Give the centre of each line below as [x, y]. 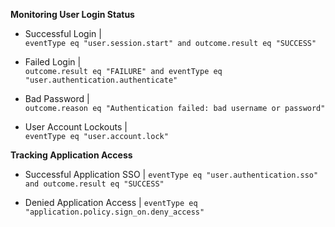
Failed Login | [53, 62]
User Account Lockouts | [76, 127]
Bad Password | [57, 98]
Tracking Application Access [71, 155]
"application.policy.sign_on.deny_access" [114, 212]
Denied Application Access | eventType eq [111, 202]
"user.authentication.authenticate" [101, 80]
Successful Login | [63, 33]
